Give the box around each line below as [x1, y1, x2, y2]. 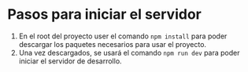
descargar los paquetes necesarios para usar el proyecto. [18, 39, 206, 49]
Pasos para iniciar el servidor [7, 5, 202, 23]
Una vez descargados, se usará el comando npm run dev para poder [18, 48, 241, 57]
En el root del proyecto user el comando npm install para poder [18, 31, 228, 41]
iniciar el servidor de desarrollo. [18, 56, 123, 66]
